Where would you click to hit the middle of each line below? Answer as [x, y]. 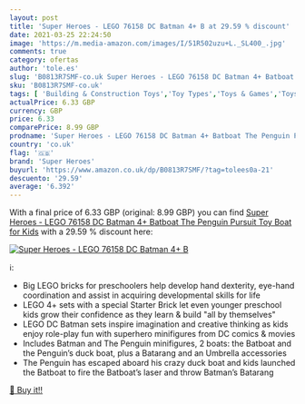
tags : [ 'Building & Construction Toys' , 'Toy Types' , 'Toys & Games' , [144, 94]
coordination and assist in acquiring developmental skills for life [141, 295]
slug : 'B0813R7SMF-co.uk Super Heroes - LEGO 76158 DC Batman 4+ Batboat [152, 77]
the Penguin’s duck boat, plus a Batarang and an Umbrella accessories [155, 353]
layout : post [34, 18]
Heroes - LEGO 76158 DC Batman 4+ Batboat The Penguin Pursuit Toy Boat [151, 222]
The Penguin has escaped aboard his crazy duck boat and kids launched [159, 363]
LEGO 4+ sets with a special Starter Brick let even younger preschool [152, 305]
